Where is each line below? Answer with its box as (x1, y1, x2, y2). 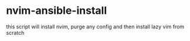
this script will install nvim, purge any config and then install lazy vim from (6, 23, 185, 30)
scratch (6, 29, 25, 36)
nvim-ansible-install (6, 4, 107, 17)
